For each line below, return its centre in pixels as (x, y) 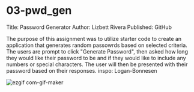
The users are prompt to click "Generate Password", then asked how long (97, 51)
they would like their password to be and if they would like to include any (96, 58)
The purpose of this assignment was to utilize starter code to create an (94, 38)
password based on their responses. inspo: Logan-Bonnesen (82, 70)
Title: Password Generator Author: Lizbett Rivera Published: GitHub (89, 27)
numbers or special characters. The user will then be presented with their (97, 64)
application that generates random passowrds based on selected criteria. (97, 45)
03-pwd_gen (39, 11)
